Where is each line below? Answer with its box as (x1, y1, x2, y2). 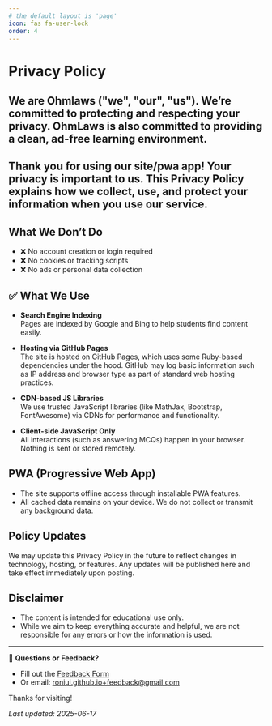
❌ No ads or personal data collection (19, 265, 143, 275)
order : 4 (8, 27, 38, 35)
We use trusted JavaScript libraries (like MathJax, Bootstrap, (19, 402, 223, 412)
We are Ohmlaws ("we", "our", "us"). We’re (8, 94, 232, 108)
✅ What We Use (8, 288, 91, 302)
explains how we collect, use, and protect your (8, 185, 249, 199)
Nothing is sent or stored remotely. (19, 443, 136, 453)
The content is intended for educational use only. (19, 613, 185, 622)
